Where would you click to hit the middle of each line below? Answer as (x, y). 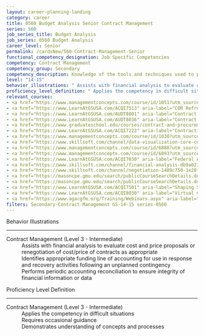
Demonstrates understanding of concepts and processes (93, 327)
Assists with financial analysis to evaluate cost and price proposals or (108, 246)
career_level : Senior (34, 46)
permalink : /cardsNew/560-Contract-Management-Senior (76, 52)
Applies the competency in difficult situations (78, 313)
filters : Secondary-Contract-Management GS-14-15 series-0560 (87, 205)
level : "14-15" (25, 80)
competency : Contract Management (49, 63)
